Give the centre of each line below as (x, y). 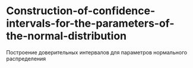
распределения (26, 59)
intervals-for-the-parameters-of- (90, 23)
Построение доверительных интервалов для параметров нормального (97, 52)
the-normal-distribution (67, 36)
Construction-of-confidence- (81, 11)
